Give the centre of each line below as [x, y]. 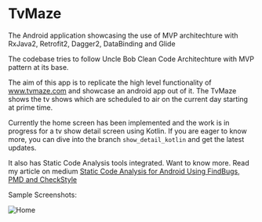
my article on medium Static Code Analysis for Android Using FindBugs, [124, 171]
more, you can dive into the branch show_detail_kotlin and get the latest [126, 139]
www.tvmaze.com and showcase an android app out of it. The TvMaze [122, 90]
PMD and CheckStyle [42, 179]
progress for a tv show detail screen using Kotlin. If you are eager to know [127, 131]
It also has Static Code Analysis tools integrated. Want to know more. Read [129, 162]
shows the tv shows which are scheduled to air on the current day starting [128, 99]
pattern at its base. [38, 67]
